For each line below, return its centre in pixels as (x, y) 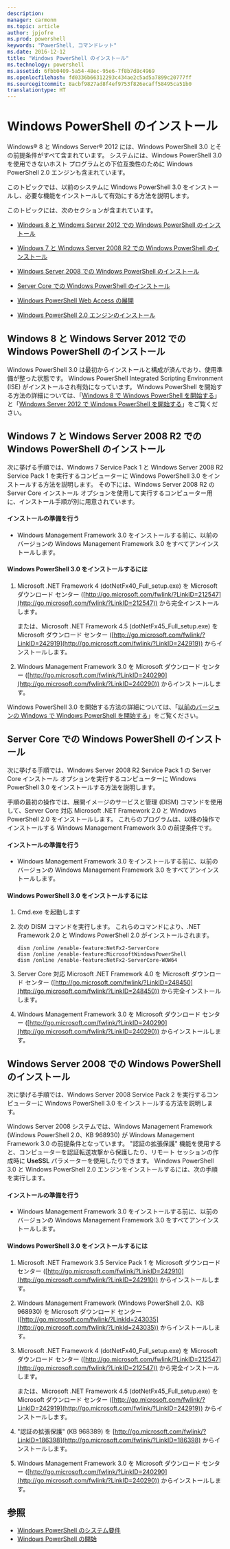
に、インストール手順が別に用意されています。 (73, 501)
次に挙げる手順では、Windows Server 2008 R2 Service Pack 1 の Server (109, 770)
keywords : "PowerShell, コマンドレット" (62, 45)
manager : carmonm (32, 20)
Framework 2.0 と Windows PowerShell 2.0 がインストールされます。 (115, 935)
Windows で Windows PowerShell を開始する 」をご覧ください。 (111, 716)
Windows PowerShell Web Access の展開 (75, 300)
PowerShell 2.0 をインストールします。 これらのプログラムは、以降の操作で (114, 819)
